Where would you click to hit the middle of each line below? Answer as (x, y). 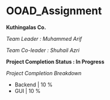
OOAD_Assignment (54, 11)
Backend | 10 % (34, 85)
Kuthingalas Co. (26, 27)
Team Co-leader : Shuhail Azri (43, 50)
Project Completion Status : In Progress (55, 62)
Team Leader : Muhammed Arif (44, 38)
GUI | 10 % (28, 91)
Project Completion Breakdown (44, 73)
